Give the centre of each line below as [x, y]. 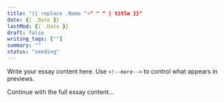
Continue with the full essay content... [61, 92]
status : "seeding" [33, 52]
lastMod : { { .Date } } [38, 26]
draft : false [26, 33]
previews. [21, 78]
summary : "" [24, 45]
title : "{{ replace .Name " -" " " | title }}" [75, 13]
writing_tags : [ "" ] [35, 39]
